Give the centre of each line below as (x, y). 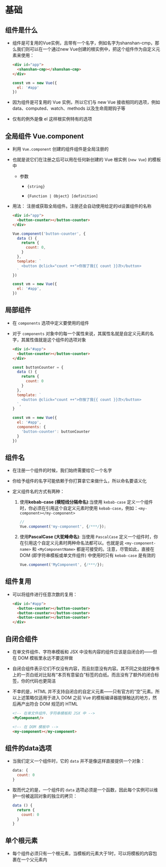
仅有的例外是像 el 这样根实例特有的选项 (52, 119)
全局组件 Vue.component (44, 136)
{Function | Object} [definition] (62, 197)
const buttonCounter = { (38, 367)
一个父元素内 (34, 860)
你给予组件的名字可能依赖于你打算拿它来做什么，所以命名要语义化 (79, 481)
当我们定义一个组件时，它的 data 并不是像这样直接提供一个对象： (79, 761)
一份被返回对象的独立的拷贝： (47, 796)
